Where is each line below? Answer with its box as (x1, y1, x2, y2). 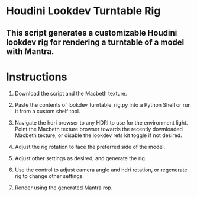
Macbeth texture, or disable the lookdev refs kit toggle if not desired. (14, 132, 182, 139)
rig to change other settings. (14, 172, 84, 179)
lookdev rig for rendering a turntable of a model (6, 37, 185, 47)
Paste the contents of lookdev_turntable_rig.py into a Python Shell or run (14, 101, 191, 108)
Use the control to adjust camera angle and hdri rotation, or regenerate (14, 166, 188, 173)
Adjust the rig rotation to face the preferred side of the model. (14, 143, 166, 150)
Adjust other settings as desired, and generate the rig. (14, 154, 147, 161)
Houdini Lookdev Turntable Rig (6, 4, 161, 18)
